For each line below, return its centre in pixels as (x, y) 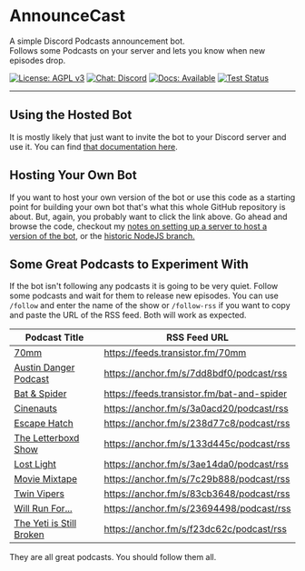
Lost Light (35, 465)
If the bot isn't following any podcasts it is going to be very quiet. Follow (144, 286)
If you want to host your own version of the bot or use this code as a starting (152, 197)
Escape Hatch (44, 424)
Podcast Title (54, 337)
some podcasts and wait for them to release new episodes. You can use (144, 296)
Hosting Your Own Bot (74, 175)
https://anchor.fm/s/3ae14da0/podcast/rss (196, 465)
